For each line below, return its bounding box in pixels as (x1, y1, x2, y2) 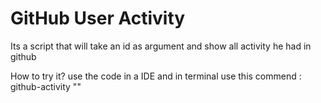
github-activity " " (10, 80, 82, 92)
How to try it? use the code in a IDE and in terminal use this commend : (10, 70, 302, 82)
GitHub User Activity (10, 7, 186, 30)
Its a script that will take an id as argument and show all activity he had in (10, 40, 312, 52)
